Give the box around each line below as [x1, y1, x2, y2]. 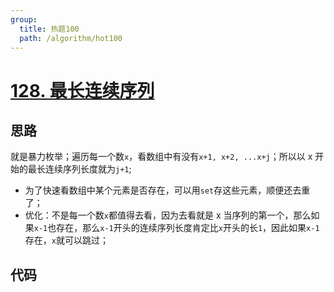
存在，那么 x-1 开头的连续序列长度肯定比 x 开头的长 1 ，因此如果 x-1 [56, 222, 320, 234]
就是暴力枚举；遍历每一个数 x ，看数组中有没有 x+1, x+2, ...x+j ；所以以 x [10, 151, 313, 163]
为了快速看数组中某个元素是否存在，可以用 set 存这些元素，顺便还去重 [24, 184, 311, 196]
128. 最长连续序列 [10, 79, 155, 102]
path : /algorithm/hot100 [19, 33, 123, 43]
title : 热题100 [19, 24, 80, 34]
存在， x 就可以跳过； [24, 234, 109, 246]
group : [10, 14, 38, 25]
